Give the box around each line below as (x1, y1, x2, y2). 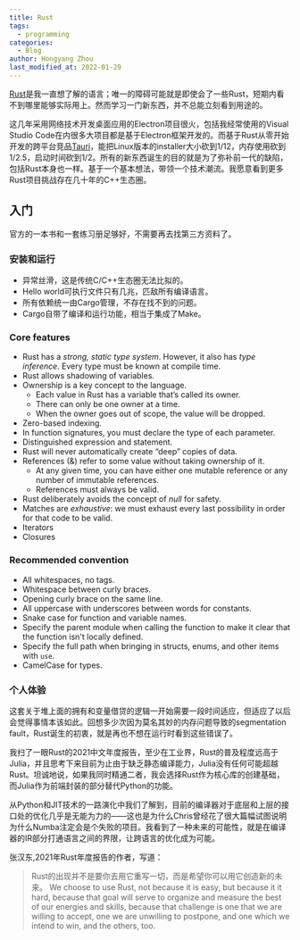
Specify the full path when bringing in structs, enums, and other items (21, 640, 279, 652)
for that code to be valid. (21, 512, 113, 523)
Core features (9, 331, 71, 344)
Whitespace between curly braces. (21, 584, 152, 595)
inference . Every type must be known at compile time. (21, 361, 221, 371)
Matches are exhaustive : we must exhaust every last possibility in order (21, 503, 286, 514)
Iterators (21, 522, 54, 533)
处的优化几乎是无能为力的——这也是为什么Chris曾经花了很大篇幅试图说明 (16, 810, 287, 821)
